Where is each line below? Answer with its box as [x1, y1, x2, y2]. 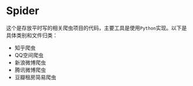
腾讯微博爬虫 [14, 66, 46, 73]
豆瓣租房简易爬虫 [14, 74, 56, 81]
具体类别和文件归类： [6, 31, 58, 39]
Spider [6, 4, 39, 18]
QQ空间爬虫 [14, 51, 44, 58]
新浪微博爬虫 [14, 59, 46, 66]
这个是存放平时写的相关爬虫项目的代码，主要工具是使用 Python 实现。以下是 [6, 24, 187, 31]
